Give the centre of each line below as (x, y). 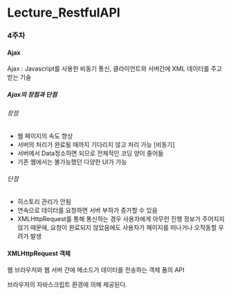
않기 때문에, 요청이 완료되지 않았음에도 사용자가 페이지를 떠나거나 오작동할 (117, 228)
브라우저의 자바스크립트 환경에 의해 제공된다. (67, 285)
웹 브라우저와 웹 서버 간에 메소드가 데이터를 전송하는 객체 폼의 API (96, 270)
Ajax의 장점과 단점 (32, 94)
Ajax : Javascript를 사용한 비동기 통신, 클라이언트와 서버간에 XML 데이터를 (108, 69)
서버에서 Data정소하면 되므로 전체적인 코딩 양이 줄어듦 (90, 153)
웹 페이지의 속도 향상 (45, 135)
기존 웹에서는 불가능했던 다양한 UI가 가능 (72, 162)
